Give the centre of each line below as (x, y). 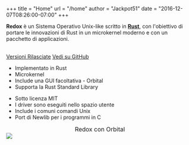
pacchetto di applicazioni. (38, 39)
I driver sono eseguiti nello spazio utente (64, 105)
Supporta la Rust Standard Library (56, 87)
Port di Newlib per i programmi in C (58, 117)
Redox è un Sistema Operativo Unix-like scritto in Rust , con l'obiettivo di (94, 26)
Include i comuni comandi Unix (53, 111)
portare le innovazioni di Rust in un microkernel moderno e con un (87, 33)
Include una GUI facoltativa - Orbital (59, 80)
